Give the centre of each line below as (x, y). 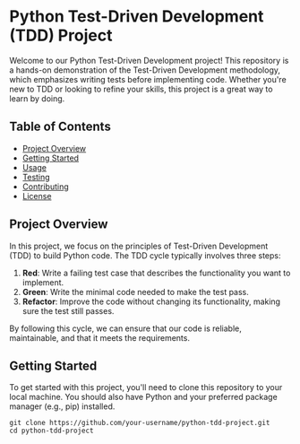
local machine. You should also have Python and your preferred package (143, 397)
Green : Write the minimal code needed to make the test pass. (135, 292)
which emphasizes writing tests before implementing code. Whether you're (148, 79)
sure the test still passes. (68, 310)
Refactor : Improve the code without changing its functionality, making (151, 301)
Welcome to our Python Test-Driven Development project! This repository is (149, 60)
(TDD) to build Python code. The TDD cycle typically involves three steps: (145, 255)
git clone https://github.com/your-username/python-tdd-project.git (140, 423)
